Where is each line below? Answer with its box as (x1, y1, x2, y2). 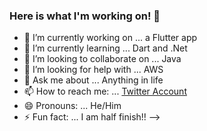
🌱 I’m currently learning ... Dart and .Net (23, 42, 188, 54)
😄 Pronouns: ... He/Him (23, 100, 122, 112)
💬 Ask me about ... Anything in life (23, 74, 164, 86)
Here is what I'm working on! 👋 (9, 9, 161, 23)
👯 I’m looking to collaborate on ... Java (23, 53, 182, 65)
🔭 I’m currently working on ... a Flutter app (23, 32, 198, 44)
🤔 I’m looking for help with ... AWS (23, 64, 164, 76)
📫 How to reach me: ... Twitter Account (23, 85, 187, 98)
